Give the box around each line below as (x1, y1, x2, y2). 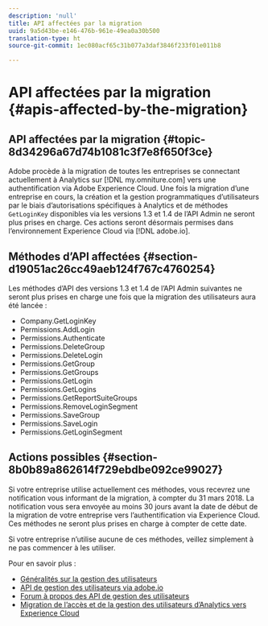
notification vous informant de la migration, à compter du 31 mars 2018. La (8, 492, 255, 503)
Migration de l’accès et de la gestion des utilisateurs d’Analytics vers (19, 599, 247, 609)
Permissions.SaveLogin (19, 418, 98, 428)
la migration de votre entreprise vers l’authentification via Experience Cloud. (8, 510, 260, 520)
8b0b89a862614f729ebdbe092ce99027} (8, 463, 224, 477)
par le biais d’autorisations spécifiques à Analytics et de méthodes (8, 200, 229, 210)
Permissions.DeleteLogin (19, 350, 103, 360)
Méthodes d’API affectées (8, 249, 141, 263)
